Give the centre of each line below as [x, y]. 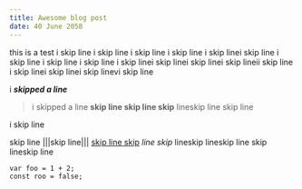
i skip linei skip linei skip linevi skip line [82, 71]
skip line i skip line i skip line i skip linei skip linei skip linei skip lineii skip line [151, 62]
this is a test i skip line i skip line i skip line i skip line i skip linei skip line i [144, 52]
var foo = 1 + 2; [42, 168]
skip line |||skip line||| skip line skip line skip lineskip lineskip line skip [138, 142]
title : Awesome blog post [58, 18]
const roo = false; [46, 176]
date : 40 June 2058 [46, 26]
